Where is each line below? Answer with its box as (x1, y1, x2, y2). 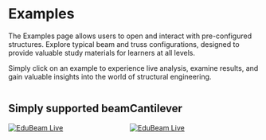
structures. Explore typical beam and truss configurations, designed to (8, 39, 241, 49)
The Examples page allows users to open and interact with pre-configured (8, 31, 252, 41)
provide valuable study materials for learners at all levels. (8, 48, 195, 57)
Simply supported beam (8, 102, 131, 115)
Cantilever (130, 102, 183, 115)
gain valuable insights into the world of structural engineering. (8, 72, 212, 81)
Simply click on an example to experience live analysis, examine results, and (8, 63, 259, 72)
